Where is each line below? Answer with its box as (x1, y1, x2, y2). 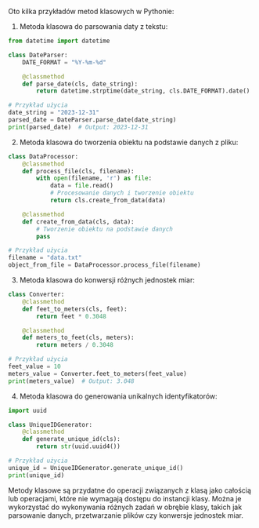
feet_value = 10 (8, 362, 61, 370)
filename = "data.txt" (8, 254, 82, 262)
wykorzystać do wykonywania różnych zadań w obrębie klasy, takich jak (8, 502, 243, 512)
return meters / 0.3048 (36, 341, 113, 349)
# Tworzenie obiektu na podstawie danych (36, 225, 174, 233)
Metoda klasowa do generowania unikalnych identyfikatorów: (19, 391, 218, 401)
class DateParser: (8, 51, 68, 59)
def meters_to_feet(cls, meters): (22, 333, 135, 342)
